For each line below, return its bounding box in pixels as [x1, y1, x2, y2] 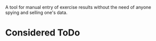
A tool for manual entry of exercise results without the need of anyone [5, 4, 151, 10]
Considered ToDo [5, 27, 80, 38]
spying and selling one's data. [5, 9, 68, 15]
